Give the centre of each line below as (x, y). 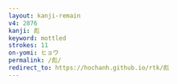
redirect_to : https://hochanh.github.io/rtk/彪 (89, 68)
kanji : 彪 (24, 30)
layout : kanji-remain (45, 16)
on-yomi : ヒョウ (34, 53)
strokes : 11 (28, 46)
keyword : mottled (37, 38)
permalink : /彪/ (35, 61)
